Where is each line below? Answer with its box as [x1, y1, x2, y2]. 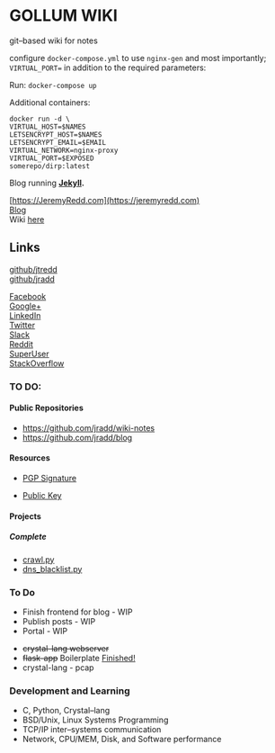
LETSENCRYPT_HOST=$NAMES [9, 130, 102, 139]
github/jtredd [9, 264, 58, 274]
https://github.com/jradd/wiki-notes [22, 422, 155, 433]
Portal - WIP [22, 625, 68, 636]
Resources [9, 453, 51, 463]
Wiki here [9, 213, 45, 225]
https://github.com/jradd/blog [22, 432, 133, 443]
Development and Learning [9, 685, 130, 697]
